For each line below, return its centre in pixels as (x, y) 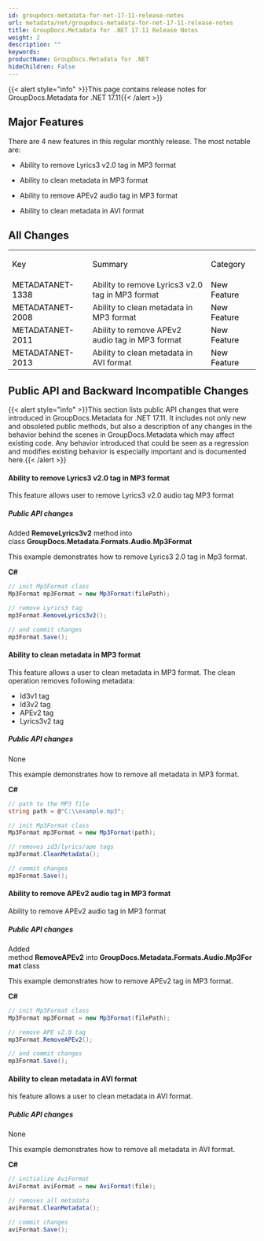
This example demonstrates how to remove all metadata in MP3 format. (124, 774)
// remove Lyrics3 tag (45, 608)
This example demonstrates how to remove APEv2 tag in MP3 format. (121, 980)
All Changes (38, 235)
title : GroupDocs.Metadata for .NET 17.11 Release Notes (103, 30)
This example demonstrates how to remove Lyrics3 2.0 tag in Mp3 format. (128, 557)
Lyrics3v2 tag (42, 721)
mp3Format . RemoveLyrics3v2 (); (58, 615)
